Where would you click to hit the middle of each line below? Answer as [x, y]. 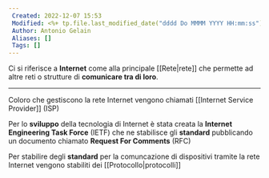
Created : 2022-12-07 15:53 [57, 16]
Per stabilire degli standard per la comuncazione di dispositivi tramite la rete [134, 156]
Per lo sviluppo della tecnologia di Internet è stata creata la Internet [120, 124]
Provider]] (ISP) [34, 108]
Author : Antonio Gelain [51, 30]
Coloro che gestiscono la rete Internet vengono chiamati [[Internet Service [131, 100]
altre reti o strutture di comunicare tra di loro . [83, 77]
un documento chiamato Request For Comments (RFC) [100, 141]
